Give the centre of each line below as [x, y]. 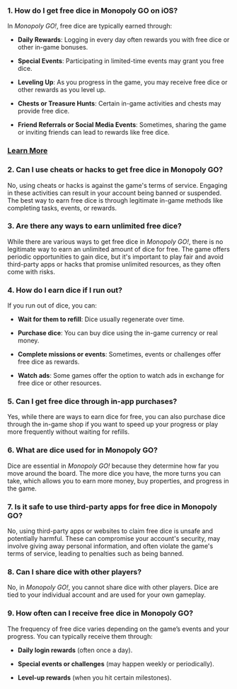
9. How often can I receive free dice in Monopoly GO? [100, 613]
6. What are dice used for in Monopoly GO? [82, 450]
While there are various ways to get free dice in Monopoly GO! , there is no [115, 241]
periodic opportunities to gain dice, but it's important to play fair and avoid [116, 257]
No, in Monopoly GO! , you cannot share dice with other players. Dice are [113, 588]
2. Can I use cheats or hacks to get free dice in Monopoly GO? [115, 170]
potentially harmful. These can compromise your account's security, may [114, 538]
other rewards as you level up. [62, 90]
